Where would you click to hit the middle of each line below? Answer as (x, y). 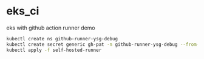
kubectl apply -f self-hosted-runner (54, 50)
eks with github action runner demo (51, 28)
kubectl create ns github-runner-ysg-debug (62, 39)
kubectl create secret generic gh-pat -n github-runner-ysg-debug (92, 44)
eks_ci (23, 11)
